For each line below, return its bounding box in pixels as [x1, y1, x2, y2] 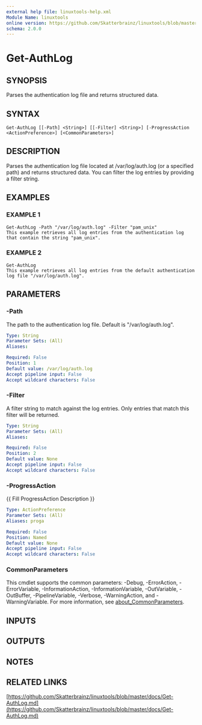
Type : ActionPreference [6, 507, 66, 513]
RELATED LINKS [6, 677, 67, 687]
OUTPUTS [6, 636, 45, 647]
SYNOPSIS [6, 75, 47, 85]
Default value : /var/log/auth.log [6, 365, 93, 372]
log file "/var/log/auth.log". [6, 273, 85, 279]
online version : [6, 20, 47, 26]
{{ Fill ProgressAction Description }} [6, 495, 95, 502]
